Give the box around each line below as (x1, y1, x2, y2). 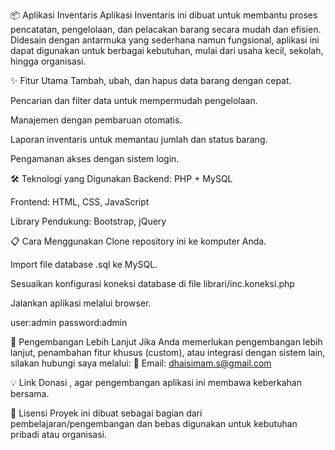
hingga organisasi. (10, 55, 87, 67)
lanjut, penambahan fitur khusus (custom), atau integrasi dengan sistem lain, (10, 347, 326, 358)
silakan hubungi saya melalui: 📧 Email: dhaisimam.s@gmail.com (10, 357, 272, 369)
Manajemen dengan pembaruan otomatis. (10, 114, 183, 126)
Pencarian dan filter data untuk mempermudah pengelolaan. (10, 95, 258, 106)
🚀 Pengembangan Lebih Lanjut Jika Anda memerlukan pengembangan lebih (10, 336, 323, 348)
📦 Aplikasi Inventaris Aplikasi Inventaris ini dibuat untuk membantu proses (10, 9, 318, 21)
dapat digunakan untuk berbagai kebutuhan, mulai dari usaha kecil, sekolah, (10, 45, 324, 56)
